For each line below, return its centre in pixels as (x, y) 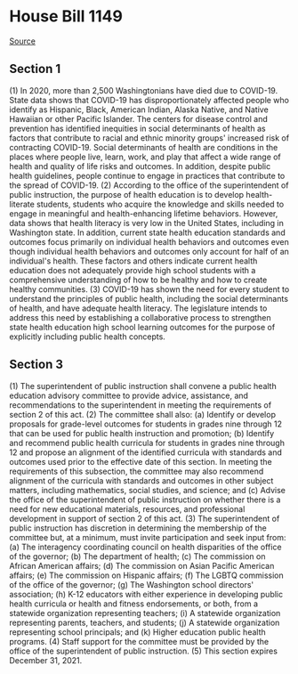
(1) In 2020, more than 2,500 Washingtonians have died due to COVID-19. (144, 90)
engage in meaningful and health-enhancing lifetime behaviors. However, (144, 213)
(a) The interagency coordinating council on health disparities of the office (145, 547)
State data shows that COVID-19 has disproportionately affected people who (149, 100)
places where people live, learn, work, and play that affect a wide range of (145, 157)
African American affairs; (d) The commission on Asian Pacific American (142, 565)
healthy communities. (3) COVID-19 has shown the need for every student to (149, 289)
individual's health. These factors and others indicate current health (133, 261)
